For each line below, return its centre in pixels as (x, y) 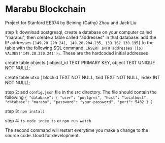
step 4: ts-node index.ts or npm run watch (48, 120)
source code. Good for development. (43, 135)
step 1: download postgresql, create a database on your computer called (79, 32)
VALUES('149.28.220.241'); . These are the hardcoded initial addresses (77, 53)
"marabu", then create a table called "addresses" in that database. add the (81, 37)
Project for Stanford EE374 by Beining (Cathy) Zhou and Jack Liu (71, 23)
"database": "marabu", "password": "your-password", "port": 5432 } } (79, 102)
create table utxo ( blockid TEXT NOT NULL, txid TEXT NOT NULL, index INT (82, 77)
